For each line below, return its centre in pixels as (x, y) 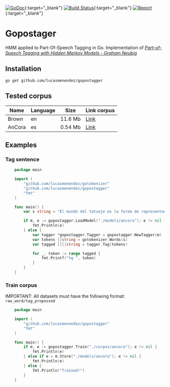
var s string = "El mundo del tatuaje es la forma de (81, 212)
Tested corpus (29, 96)
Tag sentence (22, 159)
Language (43, 110)
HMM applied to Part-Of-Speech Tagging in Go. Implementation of (75, 48)
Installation (23, 69)
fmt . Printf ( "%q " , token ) (69, 258)
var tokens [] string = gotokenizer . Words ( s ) (80, 240)
